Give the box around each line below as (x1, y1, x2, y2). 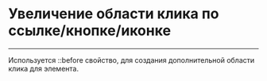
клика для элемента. (8, 64, 79, 73)
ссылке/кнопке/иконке (8, 21, 172, 40)
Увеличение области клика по (8, 5, 219, 23)
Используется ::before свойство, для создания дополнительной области (8, 55, 255, 64)
